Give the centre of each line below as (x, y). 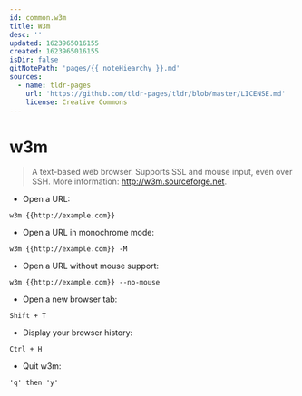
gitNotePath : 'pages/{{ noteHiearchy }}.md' (95, 69)
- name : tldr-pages (54, 85)
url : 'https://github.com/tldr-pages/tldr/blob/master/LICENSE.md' (156, 93)
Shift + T (28, 316)
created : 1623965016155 (54, 52)
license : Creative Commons (77, 102)
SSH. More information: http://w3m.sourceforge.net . (129, 181)
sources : (26, 77)
